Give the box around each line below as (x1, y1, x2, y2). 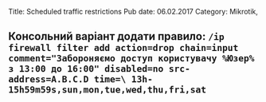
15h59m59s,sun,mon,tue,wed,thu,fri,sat (8, 84, 207, 96)
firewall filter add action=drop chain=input (8, 42, 239, 54)
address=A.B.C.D (8, 73, 89, 85)
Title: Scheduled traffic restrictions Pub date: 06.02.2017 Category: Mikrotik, (8, 7, 259, 16)
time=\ (93, 73, 127, 85)
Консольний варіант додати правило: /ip (8, 29, 225, 43)
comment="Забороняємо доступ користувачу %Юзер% (8, 53, 255, 65)
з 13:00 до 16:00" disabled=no (8, 63, 164, 75)
